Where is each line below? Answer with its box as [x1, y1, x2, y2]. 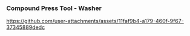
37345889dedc [6, 24, 45, 31]
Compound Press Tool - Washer [6, 4, 102, 12]
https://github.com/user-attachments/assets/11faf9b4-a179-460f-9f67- [6, 18, 185, 25]
